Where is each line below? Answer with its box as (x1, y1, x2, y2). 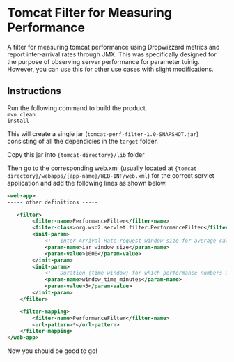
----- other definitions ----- (7, 199, 98, 206)
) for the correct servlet (147, 171, 214, 179)
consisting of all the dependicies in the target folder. (7, 137, 159, 145)
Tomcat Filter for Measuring (7, 5, 173, 21)
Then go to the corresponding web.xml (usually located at (7, 164, 173, 172)
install (7, 117, 30, 124)
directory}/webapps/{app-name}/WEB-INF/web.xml (7, 172, 148, 179)
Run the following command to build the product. (7, 103, 148, 112)
